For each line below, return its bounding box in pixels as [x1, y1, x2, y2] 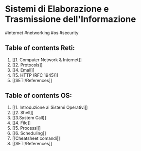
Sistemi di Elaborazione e [5, 3, 109, 15]
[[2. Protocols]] [12, 62, 43, 67]
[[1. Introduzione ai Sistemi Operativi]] [12, 104, 88, 110]
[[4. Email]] [12, 67, 35, 73]
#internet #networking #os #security [5, 30, 79, 35]
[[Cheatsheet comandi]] [12, 135, 60, 141]
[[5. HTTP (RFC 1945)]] [12, 72, 58, 78]
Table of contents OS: [5, 91, 72, 100]
